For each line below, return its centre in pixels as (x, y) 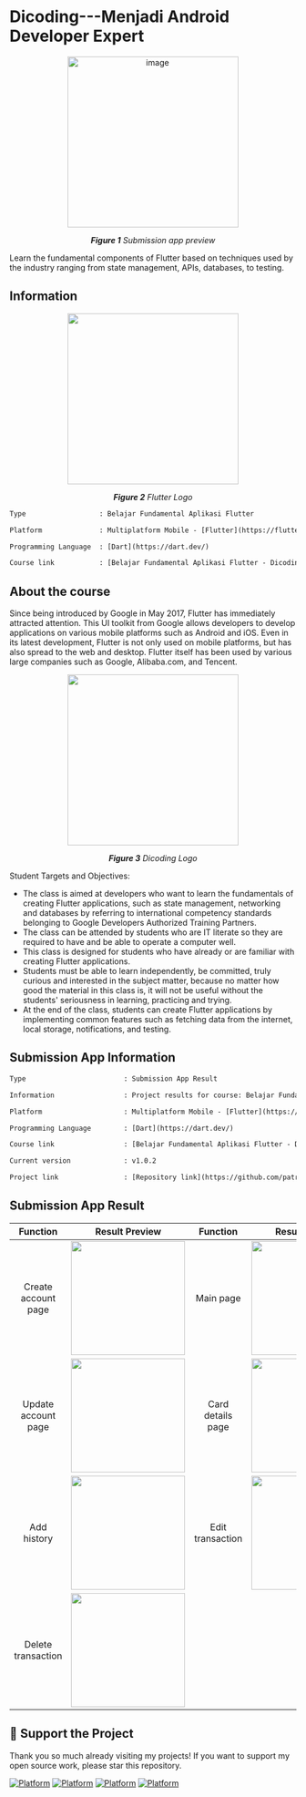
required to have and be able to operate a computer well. (129, 942)
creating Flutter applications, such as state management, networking (151, 903)
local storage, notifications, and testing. (97, 1029)
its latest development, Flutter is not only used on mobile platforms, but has (151, 642)
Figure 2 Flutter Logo (153, 497)
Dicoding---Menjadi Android (120, 17)
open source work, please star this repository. (96, 1765)
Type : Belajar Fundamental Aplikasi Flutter (132, 513)
